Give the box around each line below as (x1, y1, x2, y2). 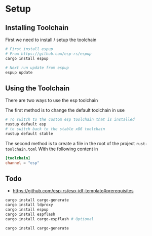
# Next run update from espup (5, 65, 69, 70)
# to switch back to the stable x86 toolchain (5, 126, 105, 131)
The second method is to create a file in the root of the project (5, 140, 135, 146)
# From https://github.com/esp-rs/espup (5, 51, 92, 56)
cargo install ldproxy (5, 203, 53, 208)
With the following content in (38, 146, 98, 152)
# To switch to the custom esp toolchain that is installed (5, 117, 135, 122)
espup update (5, 70, 33, 75)
